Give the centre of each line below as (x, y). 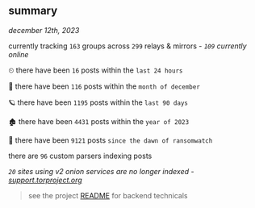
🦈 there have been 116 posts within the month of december (104, 86)
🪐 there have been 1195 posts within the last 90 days (98, 102)
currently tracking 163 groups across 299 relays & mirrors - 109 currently (128, 46)
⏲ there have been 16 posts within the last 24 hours (96, 70)
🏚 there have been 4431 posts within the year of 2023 (99, 121)
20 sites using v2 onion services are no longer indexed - (101, 171)
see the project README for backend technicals (108, 195)
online (19, 54)
